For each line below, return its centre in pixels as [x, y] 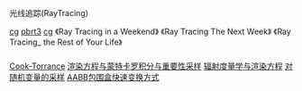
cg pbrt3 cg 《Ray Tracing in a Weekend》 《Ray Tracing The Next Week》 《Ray [150, 31]
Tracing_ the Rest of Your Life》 [66, 42]
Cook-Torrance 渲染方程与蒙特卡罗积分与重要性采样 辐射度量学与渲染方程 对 [151, 66]
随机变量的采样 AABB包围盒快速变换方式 [84, 77]
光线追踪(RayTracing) [49, 13]
